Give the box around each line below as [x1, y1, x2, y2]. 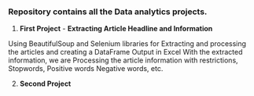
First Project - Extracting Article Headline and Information [19, 24, 213, 34]
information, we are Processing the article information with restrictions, [8, 55, 238, 65]
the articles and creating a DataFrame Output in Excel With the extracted [8, 48, 243, 57]
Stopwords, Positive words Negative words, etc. [8, 64, 164, 73]
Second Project [19, 79, 72, 88]
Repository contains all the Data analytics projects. [8, 6, 208, 17]
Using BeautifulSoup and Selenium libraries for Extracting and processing [8, 39, 246, 48]
